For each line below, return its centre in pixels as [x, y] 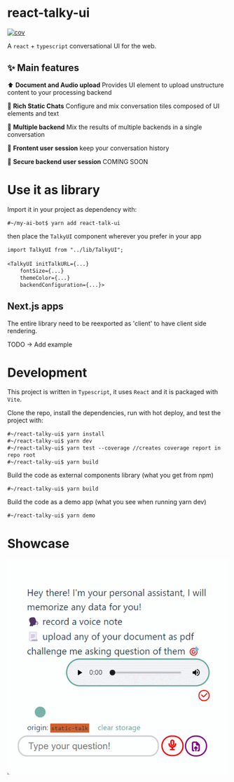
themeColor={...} [45, 278]
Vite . [15, 399]
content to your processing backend [60, 92]
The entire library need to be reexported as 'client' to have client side [107, 323]
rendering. [22, 330]
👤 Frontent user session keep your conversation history [88, 148]
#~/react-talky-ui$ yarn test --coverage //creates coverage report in [114, 448]
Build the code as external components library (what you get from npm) [110, 476]
